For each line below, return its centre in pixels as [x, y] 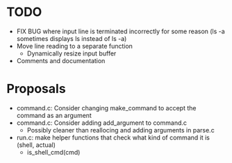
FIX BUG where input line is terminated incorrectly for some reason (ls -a [121, 31]
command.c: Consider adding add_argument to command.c [102, 123]
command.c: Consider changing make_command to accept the [106, 108]
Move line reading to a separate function [75, 46]
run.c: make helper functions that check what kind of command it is [113, 137]
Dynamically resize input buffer [72, 53]
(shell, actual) [36, 145]
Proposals [36, 89]
